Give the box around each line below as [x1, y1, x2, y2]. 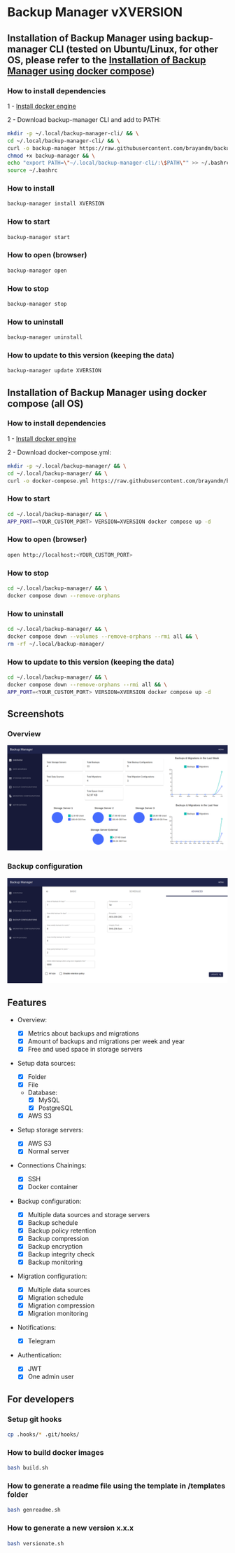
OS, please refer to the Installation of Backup [7, 54, 206, 66]
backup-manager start [7, 233, 71, 240]
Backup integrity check [27, 1249, 95, 1259]
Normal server [27, 1147, 70, 1155]
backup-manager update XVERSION [7, 367, 101, 374]
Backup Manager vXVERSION [7, 4, 183, 20]
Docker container [27, 1183, 78, 1191]
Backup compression [27, 1234, 90, 1242]
